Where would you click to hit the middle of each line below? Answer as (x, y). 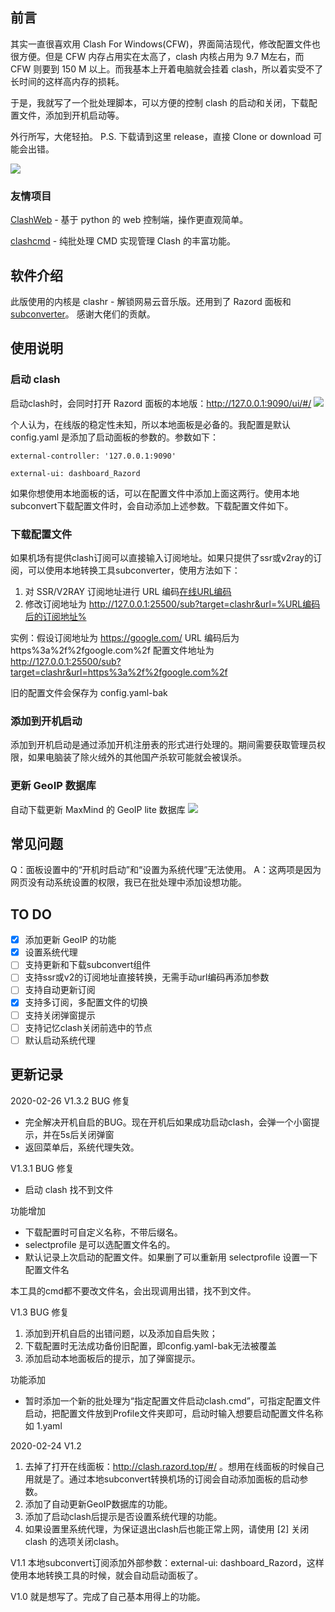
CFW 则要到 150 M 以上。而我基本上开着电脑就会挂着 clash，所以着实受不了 (167, 69)
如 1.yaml (43, 1425)
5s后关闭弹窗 (87, 1134)
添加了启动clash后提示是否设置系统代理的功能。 (123, 1516)
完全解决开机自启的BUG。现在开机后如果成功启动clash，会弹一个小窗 (168, 1122)
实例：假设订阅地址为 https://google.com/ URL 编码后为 (125, 637)
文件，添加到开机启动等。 (71, 115)
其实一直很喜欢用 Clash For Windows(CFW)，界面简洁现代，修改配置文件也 (165, 44)
